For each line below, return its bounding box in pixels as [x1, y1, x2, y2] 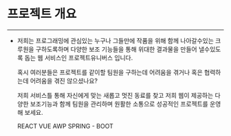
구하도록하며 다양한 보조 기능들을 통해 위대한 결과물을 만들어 [35, 45, 197, 53]
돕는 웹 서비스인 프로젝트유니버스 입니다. [24, 53, 133, 62]
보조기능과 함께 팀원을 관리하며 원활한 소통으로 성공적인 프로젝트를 [30, 100, 208, 108]
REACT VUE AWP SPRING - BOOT [16, 122, 113, 130]
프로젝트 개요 [7, 6, 77, 22]
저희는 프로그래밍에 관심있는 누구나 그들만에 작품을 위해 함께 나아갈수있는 [16, 36, 214, 44]
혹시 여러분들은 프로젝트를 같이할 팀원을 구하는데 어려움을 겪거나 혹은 [16, 68, 203, 76]
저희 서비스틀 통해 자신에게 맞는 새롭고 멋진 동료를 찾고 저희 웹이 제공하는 [16, 91, 214, 99]
